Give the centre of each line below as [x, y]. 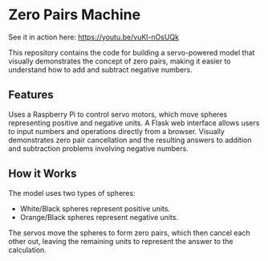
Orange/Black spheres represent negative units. [99, 217]
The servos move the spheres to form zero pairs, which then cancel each [129, 232]
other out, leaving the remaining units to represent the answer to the [121, 241]
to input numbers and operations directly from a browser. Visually [116, 131]
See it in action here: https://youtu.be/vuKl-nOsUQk [93, 37]
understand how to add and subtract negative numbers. [100, 69]
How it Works [43, 174]
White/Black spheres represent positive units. [95, 208]
